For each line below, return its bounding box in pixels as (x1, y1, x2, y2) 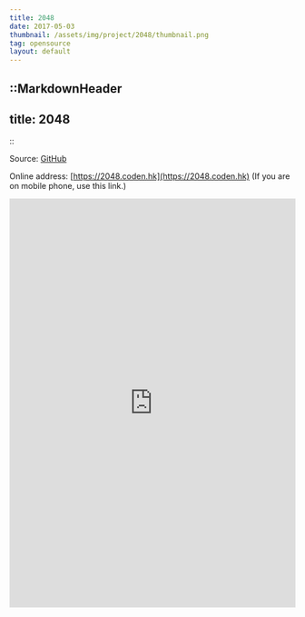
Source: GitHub (9, 154, 67, 164)
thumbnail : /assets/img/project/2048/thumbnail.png (9, 30, 209, 39)
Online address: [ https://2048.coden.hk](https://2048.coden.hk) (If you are (9, 171, 290, 182)
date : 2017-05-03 (9, 22, 75, 31)
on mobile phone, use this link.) (9, 181, 127, 192)
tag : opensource (9, 38, 71, 48)
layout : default (9, 47, 71, 56)
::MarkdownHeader (9, 81, 123, 96)
